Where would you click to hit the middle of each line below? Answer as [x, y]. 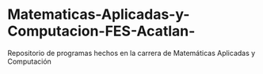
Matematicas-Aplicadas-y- [99, 15]
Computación [30, 61]
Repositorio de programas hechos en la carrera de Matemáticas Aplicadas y [131, 53]
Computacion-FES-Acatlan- [101, 31]
